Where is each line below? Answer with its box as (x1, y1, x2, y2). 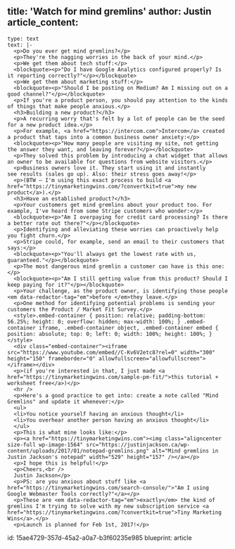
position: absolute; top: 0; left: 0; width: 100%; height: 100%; (7, 330, 206, 337)
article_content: (7, 17, 79, 29)
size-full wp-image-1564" (7, 441, 83, 448)
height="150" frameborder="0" (7, 355, 96, 362)
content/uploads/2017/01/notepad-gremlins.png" (7, 447, 150, 454)
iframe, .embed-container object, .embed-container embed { (38, 324, 219, 331)
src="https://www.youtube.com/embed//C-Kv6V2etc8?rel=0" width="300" (7, 349, 216, 356)
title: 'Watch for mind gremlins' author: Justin (7, 6, 212, 18)
